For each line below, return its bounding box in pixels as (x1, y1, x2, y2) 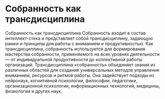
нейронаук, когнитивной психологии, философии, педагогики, (5, 78, 138, 84)
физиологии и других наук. (5, 88, 63, 94)
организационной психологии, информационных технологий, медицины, (5, 83, 160, 89)
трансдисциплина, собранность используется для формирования (5, 46, 146, 52)
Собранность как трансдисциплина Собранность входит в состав (5, 30, 146, 36)
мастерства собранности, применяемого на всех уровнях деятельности (5, 51, 160, 57)
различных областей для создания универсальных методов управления (5, 67, 160, 73)
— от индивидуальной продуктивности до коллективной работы (5, 56, 143, 62)
